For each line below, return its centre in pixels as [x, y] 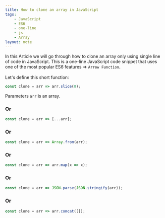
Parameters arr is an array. [33, 96]
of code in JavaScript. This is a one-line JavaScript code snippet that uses [81, 61]
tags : [11, 14]
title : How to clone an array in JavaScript [52, 10]
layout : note [19, 42]
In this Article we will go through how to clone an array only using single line [83, 56]
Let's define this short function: [37, 77]
